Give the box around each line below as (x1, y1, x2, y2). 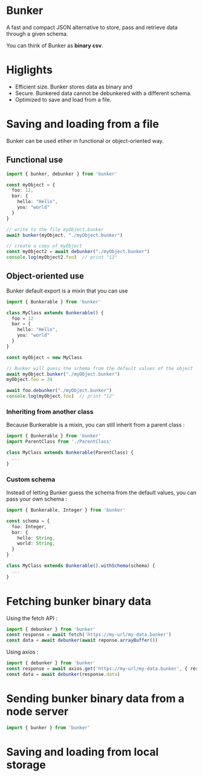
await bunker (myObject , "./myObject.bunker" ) (6, 232, 123, 238)
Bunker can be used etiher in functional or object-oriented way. (6, 137, 164, 144)
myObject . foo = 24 (6, 377, 53, 383)
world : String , (17, 540, 56, 547)
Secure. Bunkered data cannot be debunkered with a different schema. (14, 89, 192, 97)
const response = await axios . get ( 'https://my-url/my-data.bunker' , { (6, 666, 188, 672)
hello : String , (17, 535, 56, 541)
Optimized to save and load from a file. (14, 96, 112, 103)
